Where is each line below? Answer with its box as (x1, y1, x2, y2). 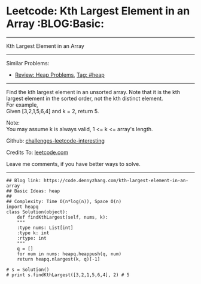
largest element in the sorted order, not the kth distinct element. (6, 95, 163, 102)
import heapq (6, 204, 39, 210)
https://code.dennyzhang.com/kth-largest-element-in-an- (44, 177, 188, 183)
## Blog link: (6, 177, 42, 183)
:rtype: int (17, 235, 47, 241)
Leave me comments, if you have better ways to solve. (6, 160, 141, 167)
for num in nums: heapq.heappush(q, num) (17, 250, 121, 257)
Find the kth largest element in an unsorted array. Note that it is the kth (6, 88, 181, 95)
